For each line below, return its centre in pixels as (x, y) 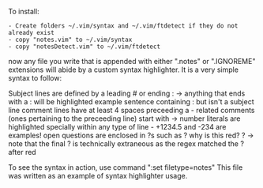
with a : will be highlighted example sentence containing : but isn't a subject (131, 102)
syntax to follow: (35, 78)
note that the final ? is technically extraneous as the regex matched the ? (126, 144)
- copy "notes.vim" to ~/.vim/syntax (70, 39)
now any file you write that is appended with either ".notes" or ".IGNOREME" (132, 61)
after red (23, 152)
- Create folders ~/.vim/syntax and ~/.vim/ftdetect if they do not (123, 26)
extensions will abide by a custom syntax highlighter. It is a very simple (124, 70)
